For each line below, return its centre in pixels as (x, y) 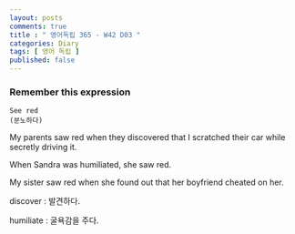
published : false (42, 60)
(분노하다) (26, 121)
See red (24, 111)
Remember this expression (70, 92)
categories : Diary (44, 43)
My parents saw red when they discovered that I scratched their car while (147, 137)
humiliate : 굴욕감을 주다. (54, 220)
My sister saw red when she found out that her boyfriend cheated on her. (147, 182)
